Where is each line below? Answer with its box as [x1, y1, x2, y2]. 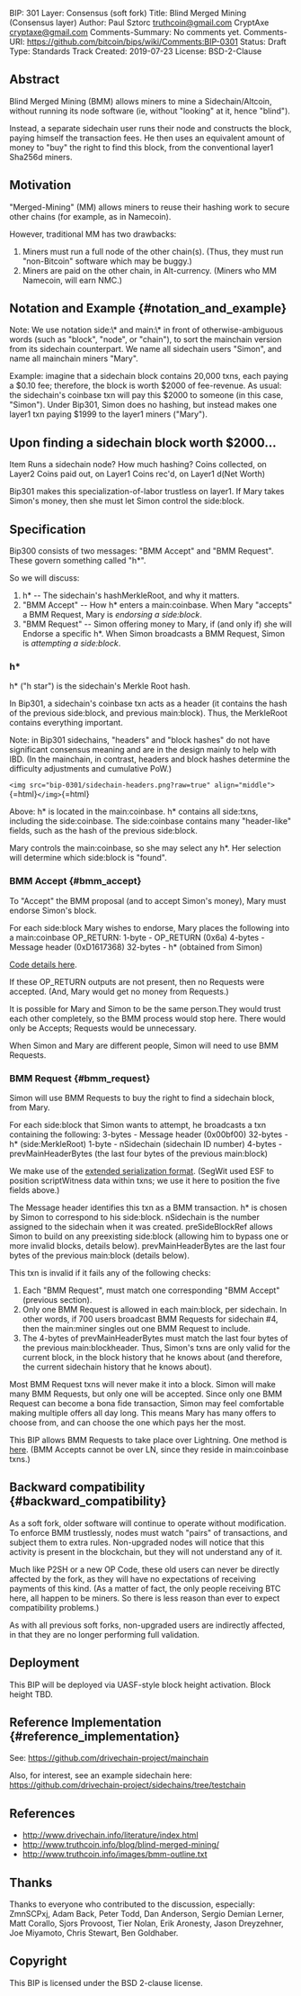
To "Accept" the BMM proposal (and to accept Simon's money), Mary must [9, 895, 287, 906]
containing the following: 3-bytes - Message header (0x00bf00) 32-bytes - [9, 1129, 289, 1140]
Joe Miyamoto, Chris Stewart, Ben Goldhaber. [9, 1928, 179, 1938]
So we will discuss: [9, 573, 80, 583]
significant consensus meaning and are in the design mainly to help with [9, 745, 277, 755]
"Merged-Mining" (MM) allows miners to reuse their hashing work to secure [9, 202, 290, 212]
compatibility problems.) [9, 1602, 100, 1612]
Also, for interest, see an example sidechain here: [9, 1770, 192, 1781]
